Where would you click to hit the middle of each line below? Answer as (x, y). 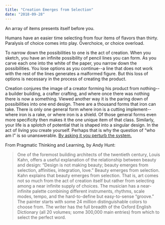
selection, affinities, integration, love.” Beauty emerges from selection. (88, 170)
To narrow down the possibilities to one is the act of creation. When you (78, 53)
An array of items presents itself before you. (50, 28)
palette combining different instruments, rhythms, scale (88, 191)
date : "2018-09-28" (25, 14)
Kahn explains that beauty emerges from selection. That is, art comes (88, 175)
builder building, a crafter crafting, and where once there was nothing (79, 94)
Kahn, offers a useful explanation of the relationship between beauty (87, 160)
